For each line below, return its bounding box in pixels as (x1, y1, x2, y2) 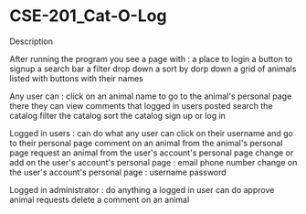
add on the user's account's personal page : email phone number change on (9, 156, 298, 167)
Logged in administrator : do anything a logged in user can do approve (9, 184, 275, 195)
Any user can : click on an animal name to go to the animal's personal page (9, 91, 292, 102)
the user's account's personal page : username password (9, 166, 227, 177)
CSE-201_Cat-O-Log (9, 5, 167, 27)
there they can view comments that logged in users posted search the (9, 100, 273, 111)
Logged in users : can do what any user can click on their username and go (9, 127, 294, 138)
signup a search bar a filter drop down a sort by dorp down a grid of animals (9, 63, 297, 74)
